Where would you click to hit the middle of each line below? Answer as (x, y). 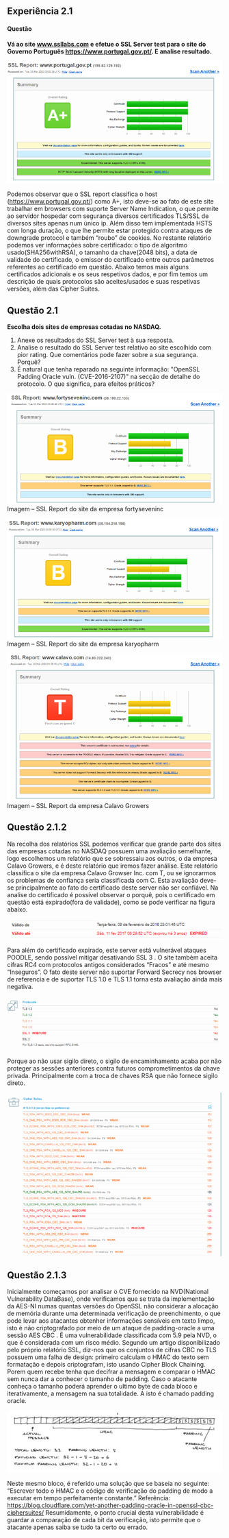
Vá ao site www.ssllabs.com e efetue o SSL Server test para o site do (107, 44)
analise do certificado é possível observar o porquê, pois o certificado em (111, 894)
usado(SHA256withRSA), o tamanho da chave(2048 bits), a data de (102, 252)
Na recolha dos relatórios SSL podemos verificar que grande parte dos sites (114, 844)
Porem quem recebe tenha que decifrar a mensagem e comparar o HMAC (111, 1372)
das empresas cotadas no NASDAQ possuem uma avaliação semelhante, (110, 851)
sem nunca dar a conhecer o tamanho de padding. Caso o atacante (102, 1379)
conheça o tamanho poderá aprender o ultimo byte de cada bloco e (103, 1387)
